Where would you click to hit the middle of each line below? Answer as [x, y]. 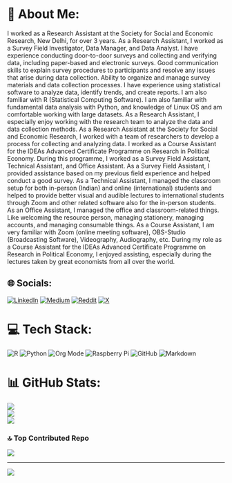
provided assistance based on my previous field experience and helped [109, 173]
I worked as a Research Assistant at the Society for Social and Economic [110, 33]
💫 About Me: [43, 14]
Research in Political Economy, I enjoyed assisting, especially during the [109, 254]
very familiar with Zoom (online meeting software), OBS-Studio [97, 232]
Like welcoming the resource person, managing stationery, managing [106, 217]
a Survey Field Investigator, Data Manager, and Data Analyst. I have [103, 48]
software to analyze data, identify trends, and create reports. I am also [107, 92]
